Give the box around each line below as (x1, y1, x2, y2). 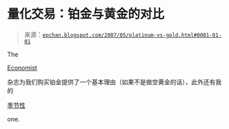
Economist (7, 63, 38, 72)
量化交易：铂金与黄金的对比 (7, 6, 165, 22)
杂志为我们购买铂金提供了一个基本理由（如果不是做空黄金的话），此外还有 (7, 77, 216, 86)
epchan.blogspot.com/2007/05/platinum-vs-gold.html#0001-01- (42, 32, 222, 39)
